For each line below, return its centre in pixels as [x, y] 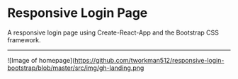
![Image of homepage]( [41, 60]
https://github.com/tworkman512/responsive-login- [149, 60]
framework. [24, 39]
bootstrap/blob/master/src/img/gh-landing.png [76, 68]
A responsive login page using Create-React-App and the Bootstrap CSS [113, 32]
